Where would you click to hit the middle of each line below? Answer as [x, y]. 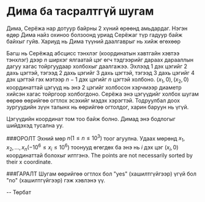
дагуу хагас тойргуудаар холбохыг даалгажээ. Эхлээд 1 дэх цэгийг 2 [97, 66]
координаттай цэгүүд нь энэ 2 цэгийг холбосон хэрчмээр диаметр [94, 87]
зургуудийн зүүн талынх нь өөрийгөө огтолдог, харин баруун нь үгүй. [98, 107]
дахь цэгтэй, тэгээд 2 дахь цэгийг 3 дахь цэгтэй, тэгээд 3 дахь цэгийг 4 [100, 72]
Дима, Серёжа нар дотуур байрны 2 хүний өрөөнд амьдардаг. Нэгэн [97, 28]
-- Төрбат [19, 192]
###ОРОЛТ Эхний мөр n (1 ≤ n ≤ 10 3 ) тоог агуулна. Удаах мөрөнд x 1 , [96, 138]
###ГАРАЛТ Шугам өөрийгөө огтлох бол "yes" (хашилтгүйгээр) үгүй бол [102, 174]
